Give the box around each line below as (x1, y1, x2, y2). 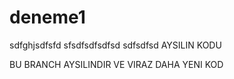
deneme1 (9, 6, 86, 29)
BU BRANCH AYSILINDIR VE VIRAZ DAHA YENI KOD (9, 58, 224, 70)
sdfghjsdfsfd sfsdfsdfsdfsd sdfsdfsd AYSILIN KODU (9, 39, 222, 51)
